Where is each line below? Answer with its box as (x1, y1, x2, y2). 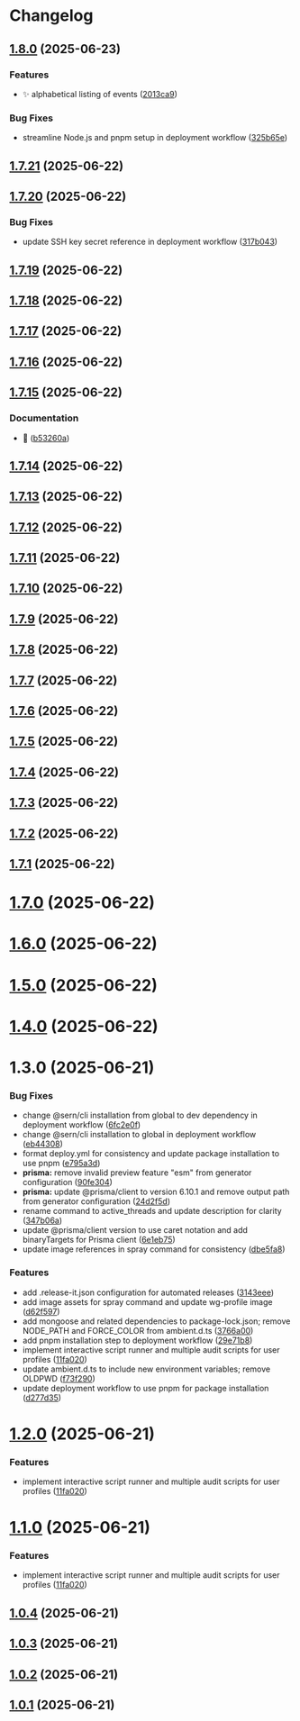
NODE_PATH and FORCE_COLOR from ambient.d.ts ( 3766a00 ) (22, 1325, 254, 1336)
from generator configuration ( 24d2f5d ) (22, 1196, 171, 1207)
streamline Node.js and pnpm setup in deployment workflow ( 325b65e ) (22, 132, 288, 143)
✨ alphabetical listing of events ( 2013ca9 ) (22, 88, 178, 99)
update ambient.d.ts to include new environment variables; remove (22, 1363, 271, 1374)
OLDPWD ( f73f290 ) (22, 1372, 96, 1383)
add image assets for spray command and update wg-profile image (22, 1296, 273, 1307)
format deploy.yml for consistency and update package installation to (22, 1148, 280, 1159)
